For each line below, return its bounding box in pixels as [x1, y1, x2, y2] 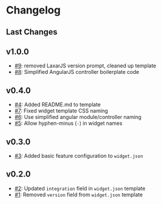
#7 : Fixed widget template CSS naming [14, 107, 108, 114]
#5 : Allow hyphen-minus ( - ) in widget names [14, 120, 123, 127]
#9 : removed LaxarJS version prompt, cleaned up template [14, 62, 157, 69]
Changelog [6, 4, 61, 17]
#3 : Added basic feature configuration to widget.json [14, 152, 143, 159]
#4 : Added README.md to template [14, 101, 101, 108]
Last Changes [6, 27, 57, 37]
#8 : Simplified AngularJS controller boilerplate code [14, 69, 139, 76]
